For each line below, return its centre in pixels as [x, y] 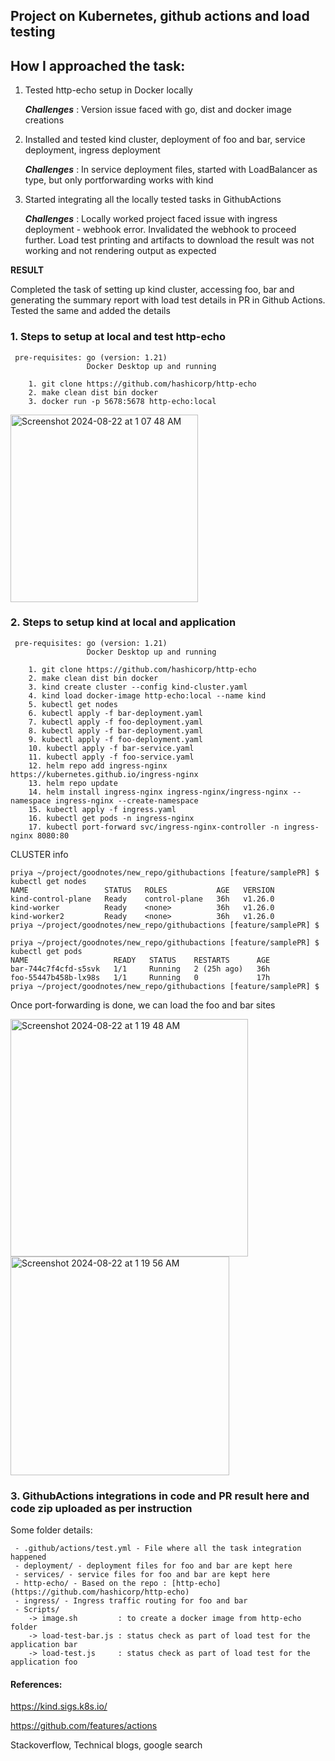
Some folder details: [51, 1530]
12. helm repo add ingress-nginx [98, 765]
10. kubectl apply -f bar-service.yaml [111, 748]
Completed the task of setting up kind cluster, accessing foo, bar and [152, 290]
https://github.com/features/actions [84, 1726]
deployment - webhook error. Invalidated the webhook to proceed [160, 230]
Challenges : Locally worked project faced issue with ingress [151, 219]
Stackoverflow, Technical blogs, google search [106, 1745]
